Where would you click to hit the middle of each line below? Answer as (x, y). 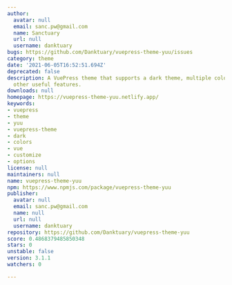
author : (18, 13)
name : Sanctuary (37, 33)
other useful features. (47, 84)
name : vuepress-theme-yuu (44, 181)
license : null (28, 168)
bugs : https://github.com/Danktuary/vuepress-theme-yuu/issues (100, 53)
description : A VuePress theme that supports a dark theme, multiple (109, 78)
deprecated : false (33, 71)
